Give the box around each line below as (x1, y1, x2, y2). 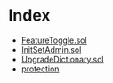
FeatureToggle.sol (20, 35, 87, 46)
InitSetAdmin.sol (20, 44, 82, 54)
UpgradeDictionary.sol (20, 54, 104, 64)
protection (20, 63, 60, 74)
